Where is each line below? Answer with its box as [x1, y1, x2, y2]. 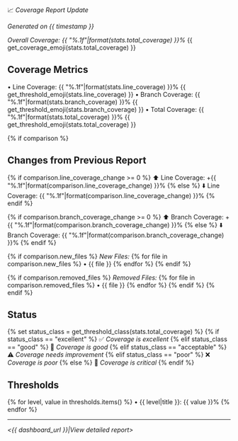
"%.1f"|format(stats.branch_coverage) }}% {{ [7, 98, 138, 106]
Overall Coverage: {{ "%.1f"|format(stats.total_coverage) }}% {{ [7, 36, 193, 44]
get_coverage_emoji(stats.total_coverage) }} [7, 43, 137, 52]
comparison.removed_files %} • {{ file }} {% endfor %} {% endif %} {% [7, 280, 215, 289]
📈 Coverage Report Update [7, 6, 89, 14]
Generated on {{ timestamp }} [7, 22, 94, 30]
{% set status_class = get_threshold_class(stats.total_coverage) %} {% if [7, 328, 220, 336]
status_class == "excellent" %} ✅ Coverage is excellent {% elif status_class [7, 335, 228, 343]
